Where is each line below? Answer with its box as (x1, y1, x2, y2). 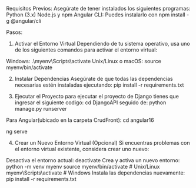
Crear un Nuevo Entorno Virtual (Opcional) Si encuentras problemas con (14, 139, 190, 146)
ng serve (6, 128, 28, 135)
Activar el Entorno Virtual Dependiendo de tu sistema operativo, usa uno (14, 40, 190, 47)
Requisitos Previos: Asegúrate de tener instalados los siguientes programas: (6, 5, 191, 12)
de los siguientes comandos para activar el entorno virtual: (14, 46, 158, 53)
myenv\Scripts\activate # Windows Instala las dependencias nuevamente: (6, 169, 185, 176)
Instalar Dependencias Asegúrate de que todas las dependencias (14, 76, 173, 82)
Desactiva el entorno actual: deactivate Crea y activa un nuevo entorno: (6, 157, 180, 163)
